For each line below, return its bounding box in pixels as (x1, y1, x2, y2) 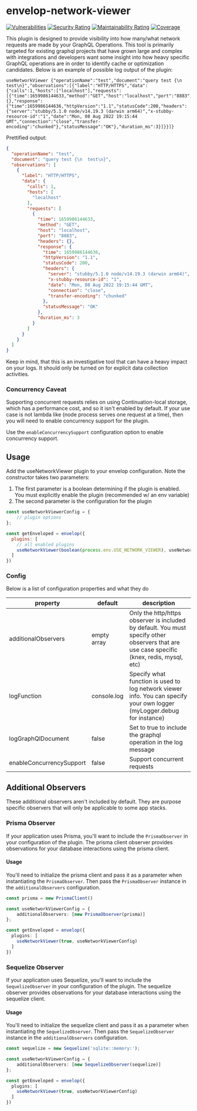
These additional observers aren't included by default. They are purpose (6, 798, 182, 805)
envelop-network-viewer (6, 4, 131, 18)
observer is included (129, 616, 186, 625)
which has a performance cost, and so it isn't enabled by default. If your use (6, 405, 191, 412)
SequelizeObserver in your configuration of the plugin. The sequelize (6, 982, 171, 989)
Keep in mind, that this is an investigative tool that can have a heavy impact (6, 358, 188, 365)
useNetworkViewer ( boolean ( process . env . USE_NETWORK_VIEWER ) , (16, 547, 167, 553)
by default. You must (129, 624, 186, 632)
